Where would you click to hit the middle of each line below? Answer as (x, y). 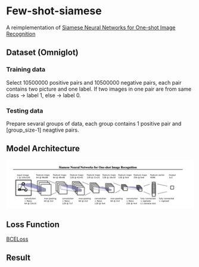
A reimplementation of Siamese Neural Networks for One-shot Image (91, 27)
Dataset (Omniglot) (42, 53)
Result (18, 257)
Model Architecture (43, 149)
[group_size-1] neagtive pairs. (43, 130)
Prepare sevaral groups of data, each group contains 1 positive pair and (94, 123)
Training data (26, 70)
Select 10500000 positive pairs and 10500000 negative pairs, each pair (94, 82)
